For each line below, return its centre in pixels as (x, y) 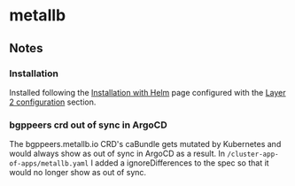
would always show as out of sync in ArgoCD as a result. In (117, 154)
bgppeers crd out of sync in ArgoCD (88, 125)
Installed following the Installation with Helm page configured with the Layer (147, 92)
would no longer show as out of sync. (78, 173)
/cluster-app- (253, 155)
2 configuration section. (53, 102)
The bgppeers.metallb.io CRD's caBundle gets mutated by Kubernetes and (145, 144)
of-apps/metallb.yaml (49, 164)
